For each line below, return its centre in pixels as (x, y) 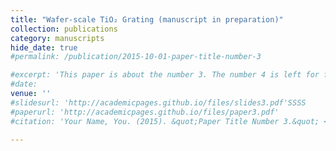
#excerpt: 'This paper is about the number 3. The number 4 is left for (165, 75)
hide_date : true (44, 47)
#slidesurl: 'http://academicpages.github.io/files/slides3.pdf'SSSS (158, 102)
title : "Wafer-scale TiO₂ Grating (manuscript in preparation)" (147, 19)
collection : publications (64, 29)
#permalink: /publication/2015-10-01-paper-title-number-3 (136, 57)
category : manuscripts (57, 38)
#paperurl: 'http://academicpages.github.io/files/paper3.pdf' (145, 112)
